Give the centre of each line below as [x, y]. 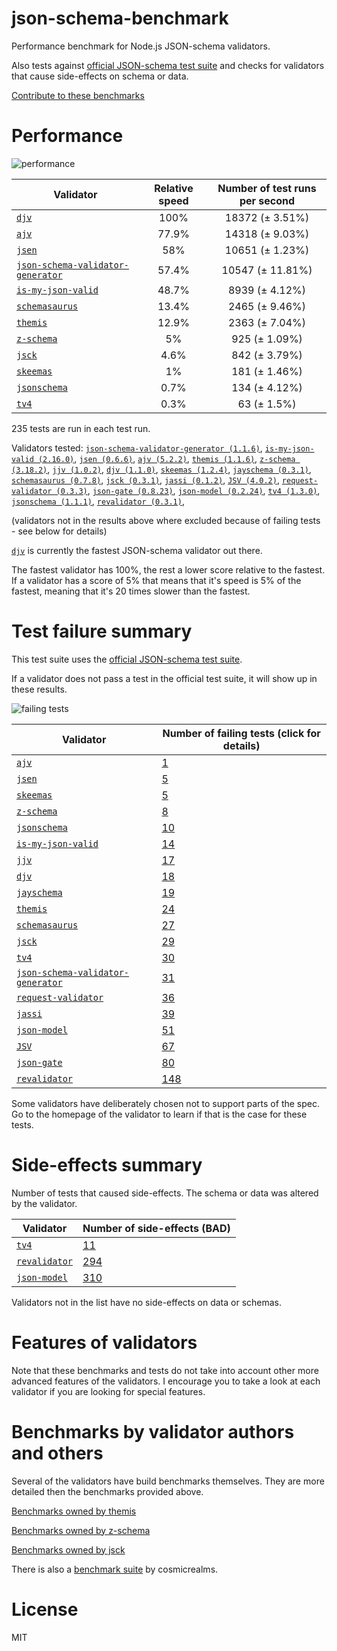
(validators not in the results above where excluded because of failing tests [166, 520]
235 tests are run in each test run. [81, 428]
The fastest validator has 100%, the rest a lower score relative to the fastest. [168, 569]
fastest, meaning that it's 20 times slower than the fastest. [131, 591]
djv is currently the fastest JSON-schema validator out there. [137, 550]
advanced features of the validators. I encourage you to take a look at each [166, 1381]
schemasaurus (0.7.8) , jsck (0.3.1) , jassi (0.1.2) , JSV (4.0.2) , [145, 479]
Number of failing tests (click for [241, 733]
